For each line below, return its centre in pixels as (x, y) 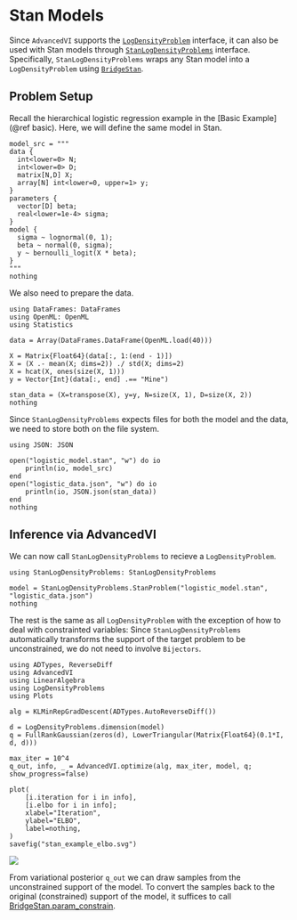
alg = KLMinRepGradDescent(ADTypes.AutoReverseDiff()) (113, 712)
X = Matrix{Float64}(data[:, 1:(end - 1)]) (91, 356)
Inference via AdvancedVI (83, 535)
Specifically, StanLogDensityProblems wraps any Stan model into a (130, 59)
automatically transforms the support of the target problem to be (128, 639)
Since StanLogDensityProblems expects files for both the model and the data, (149, 419)
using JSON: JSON (41, 445)
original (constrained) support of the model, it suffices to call (120, 896)
